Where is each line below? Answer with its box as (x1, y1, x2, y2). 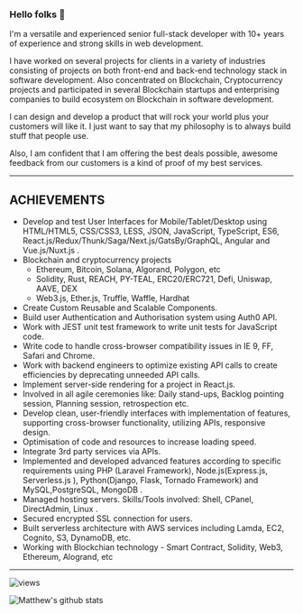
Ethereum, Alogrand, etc (22, 552, 114, 563)
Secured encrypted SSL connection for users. (22, 513, 193, 524)
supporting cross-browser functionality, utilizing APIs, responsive (22, 417, 266, 428)
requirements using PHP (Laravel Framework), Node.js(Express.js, (22, 465, 268, 476)
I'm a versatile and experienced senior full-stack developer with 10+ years (9, 29, 285, 40)
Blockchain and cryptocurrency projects (22, 254, 172, 265)
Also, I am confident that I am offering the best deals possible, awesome (9, 148, 278, 159)
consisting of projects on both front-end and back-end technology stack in (9, 65, 287, 76)
